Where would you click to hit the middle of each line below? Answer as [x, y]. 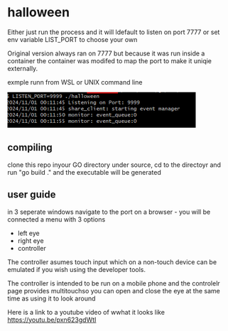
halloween [38, 12]
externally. [23, 68]
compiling [30, 147]
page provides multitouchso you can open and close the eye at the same [114, 291]
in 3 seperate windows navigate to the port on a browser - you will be [109, 212]
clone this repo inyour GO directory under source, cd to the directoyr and [114, 165]
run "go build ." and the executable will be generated [84, 172]
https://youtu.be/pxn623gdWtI [52, 320]
